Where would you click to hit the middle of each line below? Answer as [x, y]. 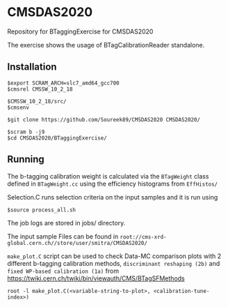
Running [26, 159]
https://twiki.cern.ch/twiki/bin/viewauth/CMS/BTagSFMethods [96, 278]
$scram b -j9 [26, 132]
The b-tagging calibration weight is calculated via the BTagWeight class [108, 176]
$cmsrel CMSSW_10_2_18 [40, 89]
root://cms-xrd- [143, 237]
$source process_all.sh [42, 210]
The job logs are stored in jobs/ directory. [66, 223]
